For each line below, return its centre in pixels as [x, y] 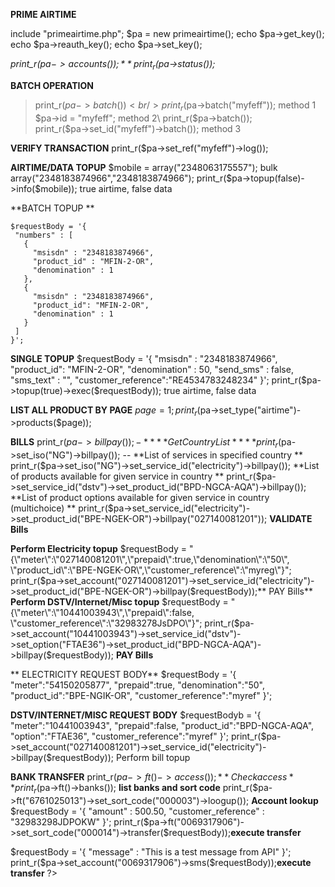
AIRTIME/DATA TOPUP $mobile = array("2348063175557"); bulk [144, 167]
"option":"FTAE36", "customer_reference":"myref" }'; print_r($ [138, 736]
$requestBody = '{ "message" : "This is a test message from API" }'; [151, 851]
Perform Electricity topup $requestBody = [99, 549]
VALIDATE [291, 519]
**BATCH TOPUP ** [52, 208]
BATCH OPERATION [52, 85]
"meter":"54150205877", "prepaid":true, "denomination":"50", [138, 685]
